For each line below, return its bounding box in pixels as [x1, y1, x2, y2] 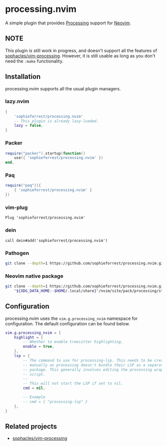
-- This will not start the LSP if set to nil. [23, 381, 123, 386]
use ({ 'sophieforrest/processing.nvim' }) [14, 155, 103, 160]
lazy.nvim [5, 98, 30, 105]
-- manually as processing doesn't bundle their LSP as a [23, 363, 146, 368]
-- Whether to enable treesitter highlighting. [23, 339, 123, 345]
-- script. [23, 372, 46, 377]
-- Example [23, 395, 46, 400]
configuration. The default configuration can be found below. [5, 320, 130, 326]
